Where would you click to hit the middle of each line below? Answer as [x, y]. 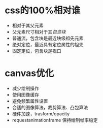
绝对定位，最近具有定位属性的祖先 [48, 44]
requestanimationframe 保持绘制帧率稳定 [55, 120]
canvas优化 [29, 73]
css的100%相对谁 [43, 10]
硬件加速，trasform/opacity [41, 114]
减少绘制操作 [25, 88]
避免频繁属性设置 [30, 101]
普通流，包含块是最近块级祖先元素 [48, 38]
